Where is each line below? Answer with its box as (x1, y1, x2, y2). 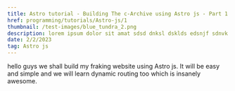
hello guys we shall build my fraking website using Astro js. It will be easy (7, 62, 220, 70)
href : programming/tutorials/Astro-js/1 (7, 17, 128, 24)
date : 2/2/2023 (7, 36, 52, 43)
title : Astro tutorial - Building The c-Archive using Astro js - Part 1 (7, 10, 229, 17)
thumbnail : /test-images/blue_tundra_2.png (7, 23, 137, 30)
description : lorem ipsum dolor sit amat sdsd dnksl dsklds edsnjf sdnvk (7, 29, 229, 37)
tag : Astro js (7, 43, 49, 50)
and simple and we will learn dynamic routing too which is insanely (7, 69, 201, 78)
